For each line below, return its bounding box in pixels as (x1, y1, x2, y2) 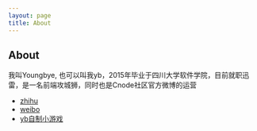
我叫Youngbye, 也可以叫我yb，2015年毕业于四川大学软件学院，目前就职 (8, 71, 243, 80)
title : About (8, 19, 52, 27)
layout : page (8, 11, 52, 20)
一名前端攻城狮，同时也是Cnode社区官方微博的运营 (29, 80, 197, 90)
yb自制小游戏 (19, 114, 63, 124)
